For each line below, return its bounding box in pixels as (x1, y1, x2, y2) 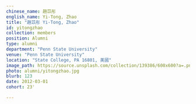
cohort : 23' (6, 84, 35, 90)
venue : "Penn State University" (6, 52, 85, 58)
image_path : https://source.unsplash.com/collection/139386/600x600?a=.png (6, 62, 194, 69)
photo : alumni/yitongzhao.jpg (6, 68, 80, 74)
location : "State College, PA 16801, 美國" (6, 57, 112, 63)
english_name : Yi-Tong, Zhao (6, 14, 77, 20)
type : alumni (6, 41, 38, 47)
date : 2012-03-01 (6, 79, 48, 85)
